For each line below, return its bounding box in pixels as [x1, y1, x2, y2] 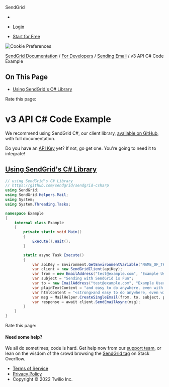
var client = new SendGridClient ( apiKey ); [32, 266, 123, 272]
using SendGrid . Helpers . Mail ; [5, 192, 69, 198]
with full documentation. [5, 135, 55, 141]
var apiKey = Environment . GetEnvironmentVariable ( [32, 262, 141, 267]
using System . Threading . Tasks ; [5, 202, 71, 207]
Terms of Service [12, 365, 49, 371]
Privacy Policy [12, 371, 42, 377]
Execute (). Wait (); [32, 239, 71, 244]
